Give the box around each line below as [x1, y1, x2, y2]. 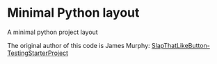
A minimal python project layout [7, 28, 99, 36]
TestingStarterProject [7, 49, 68, 57]
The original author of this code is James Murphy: [7, 41, 151, 49]
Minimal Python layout [7, 5, 140, 21]
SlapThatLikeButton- [152, 41, 210, 49]
